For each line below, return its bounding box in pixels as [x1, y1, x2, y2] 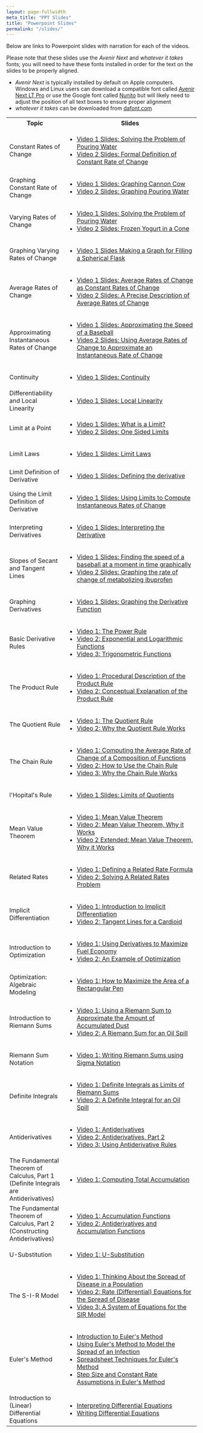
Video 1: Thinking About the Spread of [76, 1272, 186, 1281]
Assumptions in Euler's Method [76, 1378, 165, 1386]
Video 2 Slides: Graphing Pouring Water [76, 187, 189, 196]
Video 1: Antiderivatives [76, 1125, 145, 1134]
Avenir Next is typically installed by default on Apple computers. [14, 79, 175, 86]
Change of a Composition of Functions [76, 754, 186, 762]
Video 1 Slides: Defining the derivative [76, 471, 185, 480]
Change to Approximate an [76, 343, 153, 352]
